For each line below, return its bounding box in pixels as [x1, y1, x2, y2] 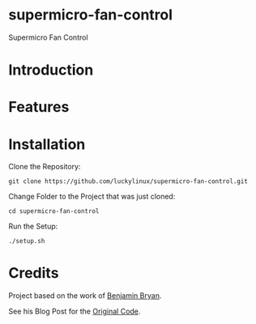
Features [8, 98, 70, 117]
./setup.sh [8, 237, 45, 245]
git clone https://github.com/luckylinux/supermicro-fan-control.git [8, 177, 249, 185]
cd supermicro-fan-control [8, 207, 100, 215]
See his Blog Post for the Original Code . [8, 306, 141, 317]
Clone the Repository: [8, 162, 81, 172]
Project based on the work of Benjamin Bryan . [8, 291, 162, 301]
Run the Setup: [8, 221, 58, 232]
